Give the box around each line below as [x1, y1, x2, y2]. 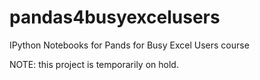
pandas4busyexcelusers [9, 6, 221, 29]
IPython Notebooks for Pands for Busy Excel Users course [9, 39, 250, 51]
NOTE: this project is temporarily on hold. [9, 58, 179, 70]
